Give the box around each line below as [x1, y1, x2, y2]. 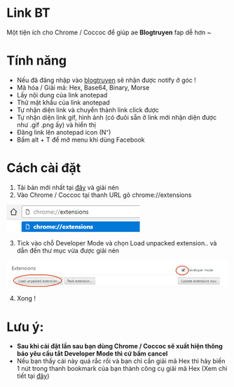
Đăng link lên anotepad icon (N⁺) [16, 128, 111, 136]
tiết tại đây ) [16, 372, 50, 380]
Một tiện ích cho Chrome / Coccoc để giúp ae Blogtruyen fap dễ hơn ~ [6, 28, 212, 36]
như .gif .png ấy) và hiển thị [16, 121, 96, 129]
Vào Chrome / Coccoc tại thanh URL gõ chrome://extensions [16, 191, 192, 199]
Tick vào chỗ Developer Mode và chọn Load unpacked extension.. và [16, 238, 217, 247]
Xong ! [16, 294, 36, 303]
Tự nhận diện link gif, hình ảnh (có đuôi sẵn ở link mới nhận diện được [16, 113, 217, 121]
